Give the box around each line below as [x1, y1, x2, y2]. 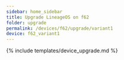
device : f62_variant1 [6, 31, 60, 37]
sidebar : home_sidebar [6, 8, 63, 15]
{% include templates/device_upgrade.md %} [6, 47, 118, 54]
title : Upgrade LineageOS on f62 [6, 14, 89, 20]
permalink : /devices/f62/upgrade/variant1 [6, 25, 113, 31]
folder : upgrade [6, 20, 46, 26]
